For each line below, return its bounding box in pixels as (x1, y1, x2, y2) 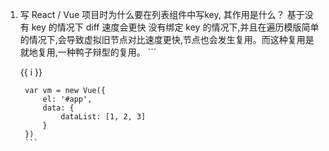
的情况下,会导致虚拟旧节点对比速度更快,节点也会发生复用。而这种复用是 (19, 34, 315, 45)
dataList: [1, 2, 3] (60, 112, 147, 122)
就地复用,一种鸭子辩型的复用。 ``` (19, 46, 157, 58)
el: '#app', (42, 94, 93, 104)
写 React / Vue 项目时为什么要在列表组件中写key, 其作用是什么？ (19, 9, 285, 20)
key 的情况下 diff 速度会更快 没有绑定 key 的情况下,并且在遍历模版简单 (31, 21, 320, 33)
